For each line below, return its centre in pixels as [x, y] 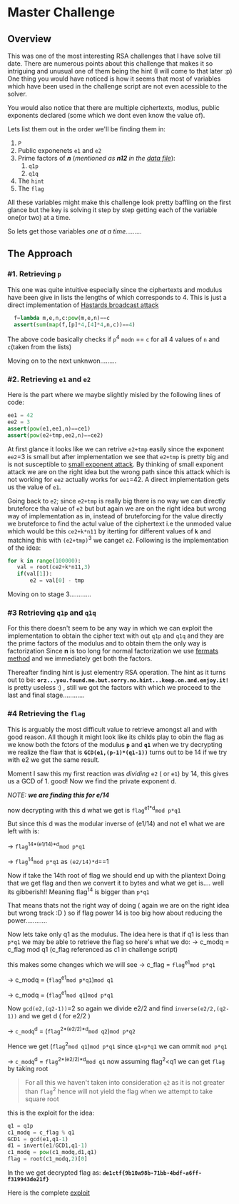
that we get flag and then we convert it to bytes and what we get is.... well [116, 883]
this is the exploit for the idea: [51, 1113]
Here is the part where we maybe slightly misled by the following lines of [114, 395]
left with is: [24, 831]
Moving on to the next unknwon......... [62, 361]
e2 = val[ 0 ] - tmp [57, 581]
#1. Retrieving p [35, 274]
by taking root [28, 1069]
